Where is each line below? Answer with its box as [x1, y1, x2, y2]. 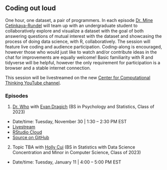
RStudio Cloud [12, 129, 42, 135]
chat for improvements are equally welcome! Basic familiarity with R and [5, 54, 154, 60]
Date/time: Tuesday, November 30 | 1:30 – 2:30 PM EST [12, 119, 127, 125]
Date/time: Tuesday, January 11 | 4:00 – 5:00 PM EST [12, 159, 121, 165]
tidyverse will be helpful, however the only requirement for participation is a [5, 59, 161, 65]
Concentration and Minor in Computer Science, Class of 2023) [12, 150, 141, 156]
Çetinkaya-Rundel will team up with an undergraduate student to [5, 22, 138, 28]
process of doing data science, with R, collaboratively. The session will [5, 38, 151, 44]
